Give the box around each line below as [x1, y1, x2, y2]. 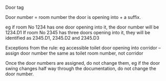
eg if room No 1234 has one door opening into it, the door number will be [5, 24, 159, 30]
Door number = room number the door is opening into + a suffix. [5, 14, 141, 20]
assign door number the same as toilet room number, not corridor [5, 50, 143, 56]
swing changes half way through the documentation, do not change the [5, 66, 156, 71]
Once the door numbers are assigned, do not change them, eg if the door [5, 60, 160, 66]
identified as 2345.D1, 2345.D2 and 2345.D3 [5, 35, 100, 41]
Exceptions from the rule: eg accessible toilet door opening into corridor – [5, 45, 161, 50]
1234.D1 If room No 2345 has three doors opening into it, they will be [5, 30, 150, 35]
